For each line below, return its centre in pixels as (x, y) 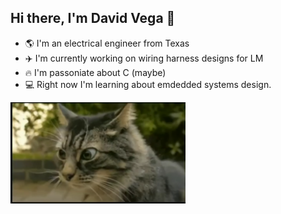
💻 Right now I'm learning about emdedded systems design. (148, 84)
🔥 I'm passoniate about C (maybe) (95, 72)
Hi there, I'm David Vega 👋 (93, 18)
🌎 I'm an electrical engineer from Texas (107, 43)
